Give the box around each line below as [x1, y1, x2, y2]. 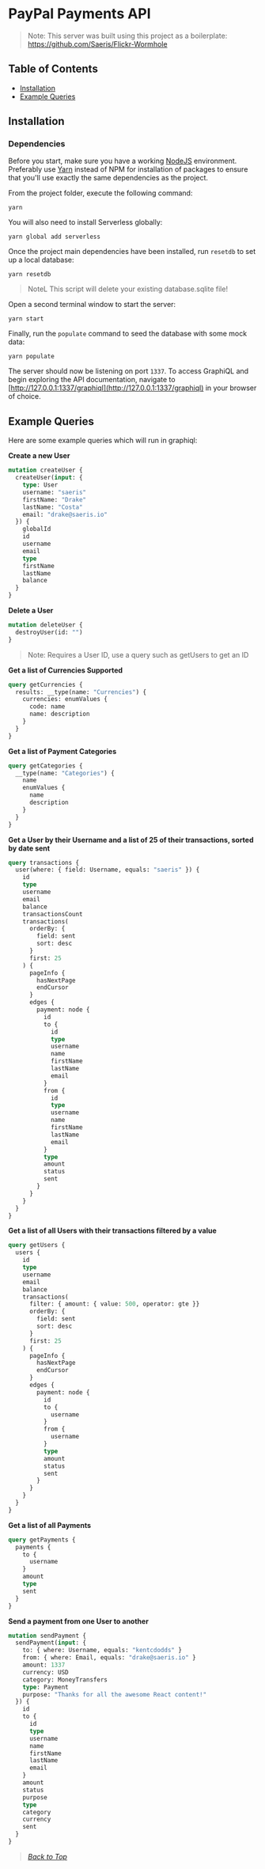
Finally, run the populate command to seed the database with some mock [8, 329, 248, 339]
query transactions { [8, 859, 80, 866]
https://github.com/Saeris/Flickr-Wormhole [27, 39, 168, 48]
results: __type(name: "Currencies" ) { [15, 688, 147, 696]
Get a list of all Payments [8, 1520, 92, 1530]
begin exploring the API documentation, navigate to [8, 375, 176, 385]
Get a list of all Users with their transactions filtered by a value [8, 1226, 218, 1235]
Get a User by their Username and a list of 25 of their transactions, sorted [8, 835, 255, 844]
